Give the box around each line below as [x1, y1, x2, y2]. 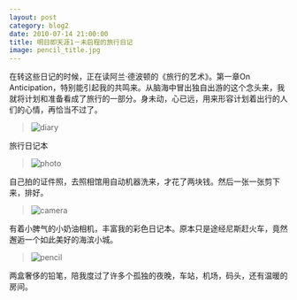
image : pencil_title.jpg [9, 46, 101, 55]
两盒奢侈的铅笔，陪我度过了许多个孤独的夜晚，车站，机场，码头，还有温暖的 [9, 271, 288, 281]
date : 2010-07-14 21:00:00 [9, 29, 109, 38]
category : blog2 [9, 21, 69, 30]
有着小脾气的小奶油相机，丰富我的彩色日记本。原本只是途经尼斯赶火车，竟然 [9, 223, 288, 235]
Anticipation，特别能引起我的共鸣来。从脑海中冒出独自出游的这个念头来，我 [9, 82, 286, 93]
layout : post [9, 12, 57, 22]
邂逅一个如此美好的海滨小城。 [9, 235, 118, 245]
